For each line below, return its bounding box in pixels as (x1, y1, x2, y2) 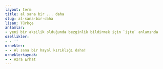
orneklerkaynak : (5, 52, 38, 57)
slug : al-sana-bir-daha (5, 16, 54, 21)
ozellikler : (5, 34, 29, 39)
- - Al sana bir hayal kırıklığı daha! (5, 48, 86, 52)
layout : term (5, 7, 32, 12)
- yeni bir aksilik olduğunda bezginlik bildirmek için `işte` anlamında (5, 30, 159, 34)
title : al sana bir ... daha (5, 12, 64, 17)
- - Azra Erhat (5, 57, 36, 62)
